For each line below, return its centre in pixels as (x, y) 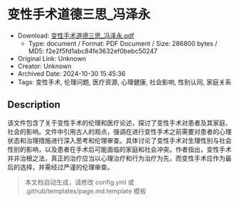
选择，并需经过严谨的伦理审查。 (67, 167)
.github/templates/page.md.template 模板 (85, 191)
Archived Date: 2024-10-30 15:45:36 (71, 73)
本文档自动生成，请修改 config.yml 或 (80, 182)
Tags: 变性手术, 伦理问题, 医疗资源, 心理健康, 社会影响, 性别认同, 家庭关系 (124, 82)
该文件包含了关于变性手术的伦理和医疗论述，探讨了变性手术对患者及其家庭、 (119, 123)
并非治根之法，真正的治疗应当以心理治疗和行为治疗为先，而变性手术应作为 (116, 158)
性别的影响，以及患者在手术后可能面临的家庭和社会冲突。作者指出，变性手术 (119, 149)
